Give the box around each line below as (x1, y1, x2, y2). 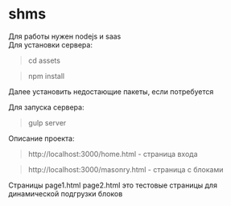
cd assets (27, 56, 60, 65)
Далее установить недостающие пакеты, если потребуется (8, 86, 214, 97)
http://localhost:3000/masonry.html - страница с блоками (27, 164, 224, 174)
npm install (27, 71, 65, 80)
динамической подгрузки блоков (8, 188, 123, 198)
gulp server (27, 117, 67, 127)
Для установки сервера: (8, 39, 93, 49)
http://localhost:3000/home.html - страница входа (27, 149, 198, 159)
